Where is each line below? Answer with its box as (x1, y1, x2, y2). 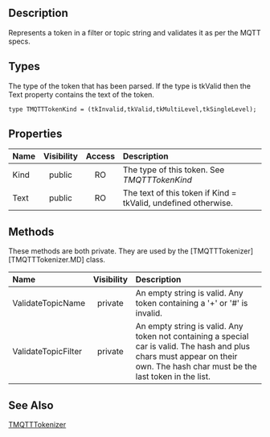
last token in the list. (135, 371, 211, 382)
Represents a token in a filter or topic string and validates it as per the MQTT (8, 27, 261, 37)
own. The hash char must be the (135, 361, 257, 373)
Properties (8, 127, 63, 141)
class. (85, 255, 106, 265)
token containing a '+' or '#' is (135, 298, 248, 309)
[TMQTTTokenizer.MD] (8, 255, 84, 265)
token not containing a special (135, 331, 249, 342)
